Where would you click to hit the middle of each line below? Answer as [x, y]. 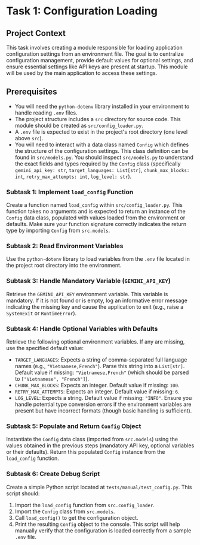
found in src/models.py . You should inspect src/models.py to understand [104, 157]
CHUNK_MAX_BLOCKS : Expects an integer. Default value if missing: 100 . [97, 385]
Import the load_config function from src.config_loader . [85, 505]
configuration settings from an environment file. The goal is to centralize [95, 54]
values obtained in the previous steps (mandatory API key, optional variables [100, 445]
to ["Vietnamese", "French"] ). [52, 379]
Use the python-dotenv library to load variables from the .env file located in [98, 259]
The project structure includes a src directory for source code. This [98, 119]
